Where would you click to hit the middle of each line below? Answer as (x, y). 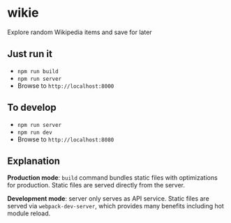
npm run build (38, 71)
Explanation (34, 161)
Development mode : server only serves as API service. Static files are (108, 199)
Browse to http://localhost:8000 (66, 86)
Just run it (30, 54)
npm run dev (35, 132)
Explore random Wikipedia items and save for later (80, 32)
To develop (32, 108)
